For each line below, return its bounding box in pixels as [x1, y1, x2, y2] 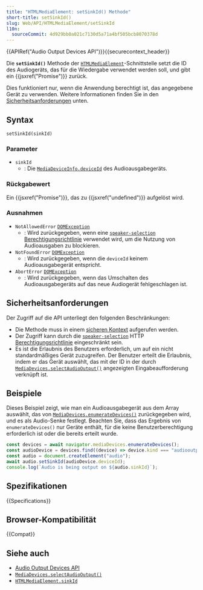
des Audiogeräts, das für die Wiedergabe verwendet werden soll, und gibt [6, 66, 190, 73]
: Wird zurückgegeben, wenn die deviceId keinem [24, 255, 148, 262]
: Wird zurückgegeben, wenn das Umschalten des [24, 274, 149, 281]
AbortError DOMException [14, 269, 77, 275]
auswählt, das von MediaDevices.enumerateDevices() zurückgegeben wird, [6, 411, 192, 418]
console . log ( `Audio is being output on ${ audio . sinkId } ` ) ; [6, 464, 158, 470]
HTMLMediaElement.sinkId [14, 579, 78, 585]
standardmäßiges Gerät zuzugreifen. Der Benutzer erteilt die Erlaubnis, [14, 352, 192, 359]
